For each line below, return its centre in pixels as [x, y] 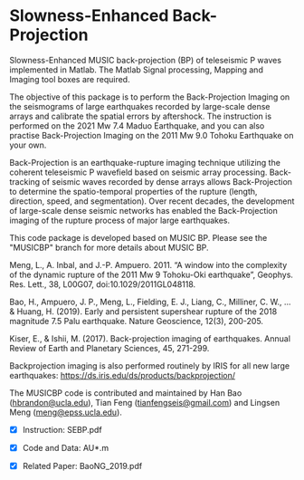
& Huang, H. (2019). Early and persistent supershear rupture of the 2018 [143, 311]
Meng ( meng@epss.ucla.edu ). [66, 412]
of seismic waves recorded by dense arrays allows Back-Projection [167, 181]
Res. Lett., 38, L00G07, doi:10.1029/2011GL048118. [103, 284]
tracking [25, 181]
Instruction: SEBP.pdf [62, 429]
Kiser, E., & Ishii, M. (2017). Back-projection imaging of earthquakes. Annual [150, 338]
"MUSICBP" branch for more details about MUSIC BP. [109, 247]
